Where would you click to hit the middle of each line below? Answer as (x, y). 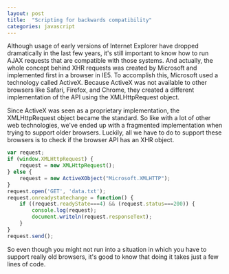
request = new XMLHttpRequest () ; (67, 166)
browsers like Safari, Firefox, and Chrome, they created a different (101, 90)
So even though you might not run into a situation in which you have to (107, 249)
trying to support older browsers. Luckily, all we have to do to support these (115, 133)
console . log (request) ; (64, 211)
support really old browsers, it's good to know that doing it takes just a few (113, 257)
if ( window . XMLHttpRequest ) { (51, 159)
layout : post (26, 13)
